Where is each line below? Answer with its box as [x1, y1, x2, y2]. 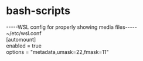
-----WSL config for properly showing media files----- [6, 23, 138, 30]
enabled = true [6, 42, 42, 49]
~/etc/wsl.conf [6, 29, 42, 36]
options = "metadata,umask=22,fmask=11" [6, 48, 109, 55]
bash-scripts [6, 4, 71, 18]
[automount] [6, 36, 36, 43]
